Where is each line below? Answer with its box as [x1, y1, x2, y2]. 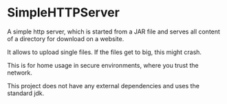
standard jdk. [7, 89, 45, 97]
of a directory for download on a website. [7, 34, 125, 42]
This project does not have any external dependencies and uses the [7, 81, 199, 90]
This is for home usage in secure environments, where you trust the [7, 61, 199, 69]
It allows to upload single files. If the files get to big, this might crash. [7, 48, 202, 56]
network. [7, 68, 33, 77]
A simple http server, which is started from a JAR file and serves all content [7, 27, 220, 36]
